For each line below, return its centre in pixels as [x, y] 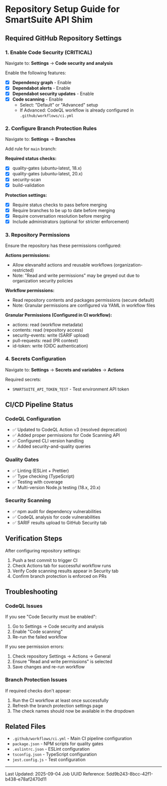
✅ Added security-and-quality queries [51, 446]
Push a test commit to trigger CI [45, 560]
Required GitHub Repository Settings [63, 38]
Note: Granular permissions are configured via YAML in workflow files [84, 305]
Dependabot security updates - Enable [53, 94]
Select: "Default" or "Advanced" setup [59, 105]
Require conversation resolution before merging [61, 216]
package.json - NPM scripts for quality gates [58, 744]
